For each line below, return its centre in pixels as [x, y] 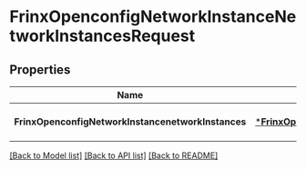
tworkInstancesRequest [102, 36]
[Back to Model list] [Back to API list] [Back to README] [114, 155]
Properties [40, 70]
